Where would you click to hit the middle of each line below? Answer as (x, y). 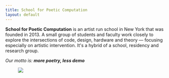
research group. (22, 51)
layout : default (22, 15)
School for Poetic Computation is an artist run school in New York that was (84, 29)
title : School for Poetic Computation (46, 10)
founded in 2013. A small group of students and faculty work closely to (79, 34)
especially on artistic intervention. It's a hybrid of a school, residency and (82, 45)
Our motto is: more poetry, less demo (45, 60)
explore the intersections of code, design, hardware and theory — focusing (84, 40)
